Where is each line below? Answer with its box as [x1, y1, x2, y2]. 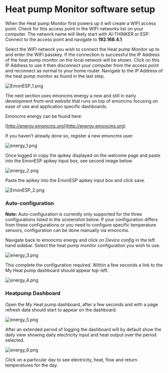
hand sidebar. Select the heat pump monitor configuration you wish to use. [5, 243, 160, 249]
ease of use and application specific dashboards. [5, 103, 108, 109]
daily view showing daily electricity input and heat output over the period [5, 332, 157, 338]
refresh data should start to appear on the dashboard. [5, 307, 117, 313]
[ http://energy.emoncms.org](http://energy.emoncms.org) [5, 123, 126, 129]
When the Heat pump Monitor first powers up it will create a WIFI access [5, 20, 156, 26]
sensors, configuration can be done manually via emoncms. [5, 227, 130, 234]
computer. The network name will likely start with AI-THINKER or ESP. [5, 31, 150, 37]
